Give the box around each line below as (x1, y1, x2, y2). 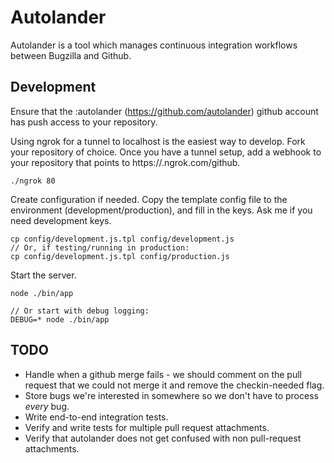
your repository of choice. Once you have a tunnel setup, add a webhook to (10, 146, 322, 158)
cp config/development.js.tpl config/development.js (10, 234, 235, 244)
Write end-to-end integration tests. (24, 411, 169, 423)
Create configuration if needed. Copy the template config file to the (10, 193, 288, 205)
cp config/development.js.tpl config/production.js (10, 251, 230, 261)
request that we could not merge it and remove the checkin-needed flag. (24, 379, 325, 391)
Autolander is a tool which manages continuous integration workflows (10, 39, 298, 51)
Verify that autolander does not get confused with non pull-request (24, 432, 302, 444)
